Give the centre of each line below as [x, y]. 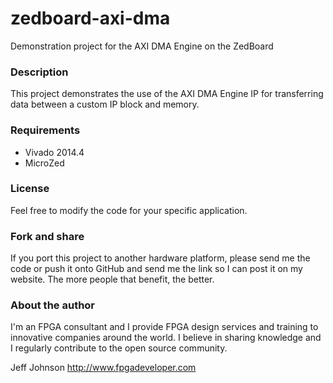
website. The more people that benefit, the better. [112, 279]
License [30, 189]
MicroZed [44, 163]
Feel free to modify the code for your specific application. [129, 210]
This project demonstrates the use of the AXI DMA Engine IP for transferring [167, 94]
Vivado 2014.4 [54, 152]
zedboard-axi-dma [90, 18]
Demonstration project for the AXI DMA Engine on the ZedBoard [142, 46]
